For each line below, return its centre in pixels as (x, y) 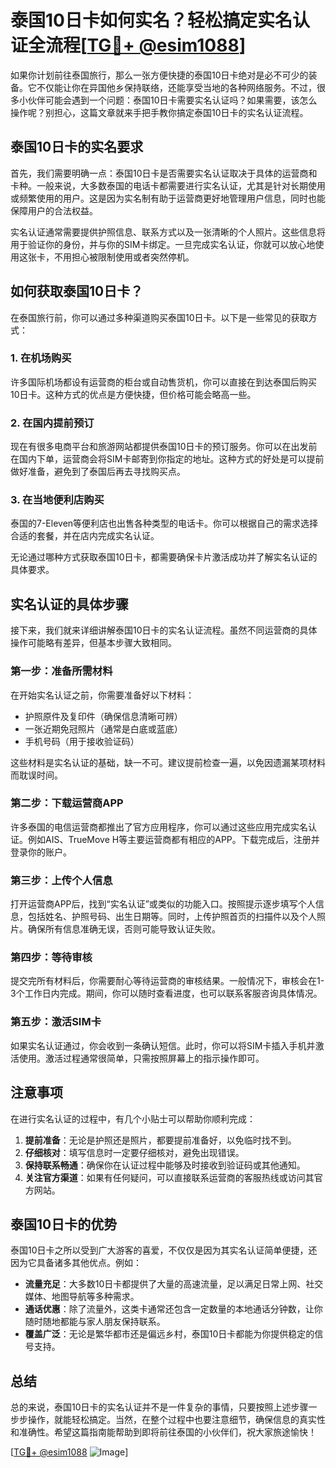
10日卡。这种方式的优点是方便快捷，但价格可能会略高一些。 (133, 394)
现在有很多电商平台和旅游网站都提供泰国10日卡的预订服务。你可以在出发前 (164, 447)
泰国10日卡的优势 (64, 1224)
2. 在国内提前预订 (52, 423)
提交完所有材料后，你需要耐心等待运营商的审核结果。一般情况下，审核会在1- (167, 981)
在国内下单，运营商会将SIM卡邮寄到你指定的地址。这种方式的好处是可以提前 (167, 459)
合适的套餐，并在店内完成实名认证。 (85, 536)
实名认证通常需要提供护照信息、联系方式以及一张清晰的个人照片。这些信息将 (168, 232)
